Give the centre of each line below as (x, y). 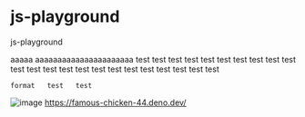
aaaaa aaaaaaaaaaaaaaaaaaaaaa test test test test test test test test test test (153, 59)
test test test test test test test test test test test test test (115, 69)
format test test (51, 85)
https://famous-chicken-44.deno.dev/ (116, 102)
